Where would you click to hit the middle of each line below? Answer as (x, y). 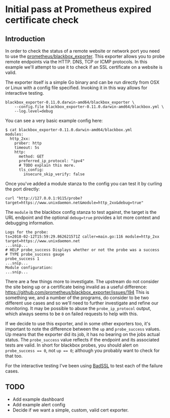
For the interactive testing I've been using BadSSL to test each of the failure (84, 366)
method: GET (31, 157)
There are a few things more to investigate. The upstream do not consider (82, 281)
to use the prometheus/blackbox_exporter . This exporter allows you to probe (85, 56)
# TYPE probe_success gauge (35, 254)
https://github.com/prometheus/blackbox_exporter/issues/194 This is (77, 292)
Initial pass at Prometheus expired (78, 9)
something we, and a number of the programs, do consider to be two (77, 298)
